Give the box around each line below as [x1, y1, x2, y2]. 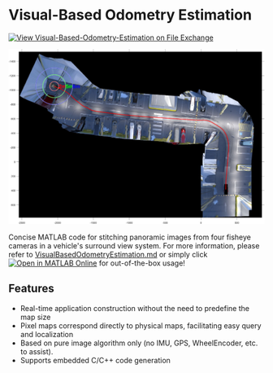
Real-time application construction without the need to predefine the [19, 303, 250, 313]
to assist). [19, 346, 54, 356]
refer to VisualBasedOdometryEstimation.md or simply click [8, 249, 208, 259]
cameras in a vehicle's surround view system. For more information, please [8, 240, 260, 250]
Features [8, 282, 54, 296]
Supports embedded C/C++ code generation [19, 355, 171, 365]
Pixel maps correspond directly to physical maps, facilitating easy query [19, 320, 262, 331]
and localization [19, 329, 74, 339]
